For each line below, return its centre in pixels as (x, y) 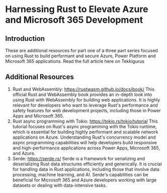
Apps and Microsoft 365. (38, 116)
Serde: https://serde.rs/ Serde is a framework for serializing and (78, 158)
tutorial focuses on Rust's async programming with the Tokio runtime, (85, 126)
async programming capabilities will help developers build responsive (85, 142)
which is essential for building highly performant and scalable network (85, 132)
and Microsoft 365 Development (74, 20)
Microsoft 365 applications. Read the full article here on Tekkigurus (75, 61)
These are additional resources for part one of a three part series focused (82, 51)
